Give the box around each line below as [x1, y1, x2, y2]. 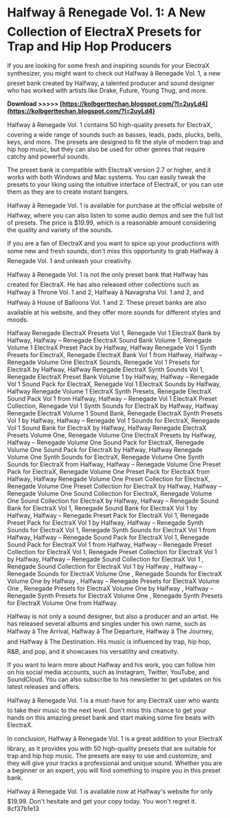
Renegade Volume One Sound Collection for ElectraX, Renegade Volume [7, 489, 213, 497]
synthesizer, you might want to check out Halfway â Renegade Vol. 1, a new [7, 69, 221, 77]
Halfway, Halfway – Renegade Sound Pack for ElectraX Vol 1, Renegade [7, 533, 209, 541]
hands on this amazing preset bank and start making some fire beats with [7, 713, 215, 721]
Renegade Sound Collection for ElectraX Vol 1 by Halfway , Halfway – [7, 562, 203, 570]
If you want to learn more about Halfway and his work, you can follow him [7, 660, 216, 669]
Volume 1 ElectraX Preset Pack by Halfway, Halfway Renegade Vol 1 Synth [7, 343, 217, 352]
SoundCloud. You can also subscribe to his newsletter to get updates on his [7, 675, 222, 683]
